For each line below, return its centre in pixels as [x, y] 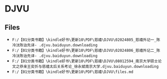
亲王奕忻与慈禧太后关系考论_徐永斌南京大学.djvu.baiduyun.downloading [91, 66]
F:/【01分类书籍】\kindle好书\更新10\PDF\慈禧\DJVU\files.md [72, 72]
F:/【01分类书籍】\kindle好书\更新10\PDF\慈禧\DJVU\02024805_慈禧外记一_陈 [86, 40]
